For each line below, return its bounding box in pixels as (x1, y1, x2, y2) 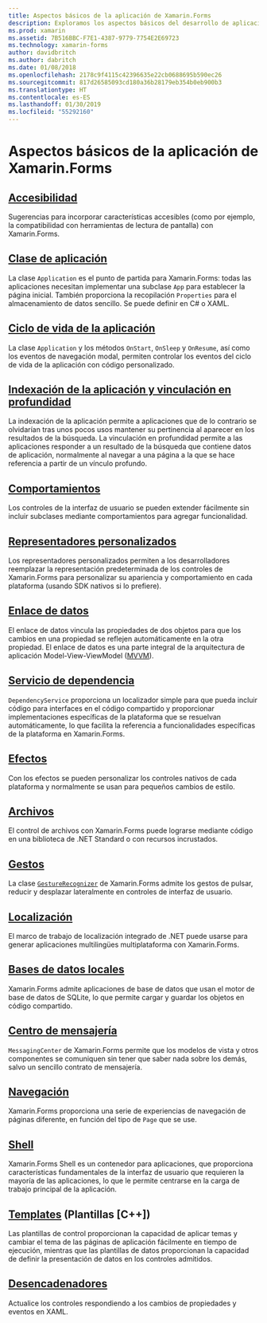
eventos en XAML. (8, 1306, 69, 1316)
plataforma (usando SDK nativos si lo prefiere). (8, 581, 161, 591)
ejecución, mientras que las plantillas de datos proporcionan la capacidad (8, 1246, 250, 1255)
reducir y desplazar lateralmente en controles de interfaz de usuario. (8, 887, 233, 897)
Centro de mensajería (8, 1024, 118, 1038)
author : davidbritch (8, 49, 77, 57)
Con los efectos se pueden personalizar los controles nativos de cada (8, 773, 237, 783)
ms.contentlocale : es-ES (8, 93, 91, 101)
